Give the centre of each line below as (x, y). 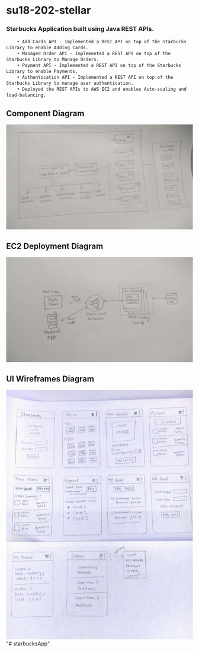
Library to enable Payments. (42, 72)
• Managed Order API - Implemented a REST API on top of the (94, 54)
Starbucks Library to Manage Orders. (53, 60)
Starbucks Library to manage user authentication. (70, 84)
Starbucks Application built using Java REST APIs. (80, 29)
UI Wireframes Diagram (50, 379)
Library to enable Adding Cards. (47, 48)
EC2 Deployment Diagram (55, 246)
